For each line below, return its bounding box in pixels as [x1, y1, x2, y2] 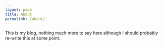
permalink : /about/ [5, 16, 46, 21]
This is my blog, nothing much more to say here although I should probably [5, 30, 159, 36]
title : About [5, 12, 32, 17]
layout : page [5, 7, 32, 12]
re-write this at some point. [5, 35, 60, 41]
